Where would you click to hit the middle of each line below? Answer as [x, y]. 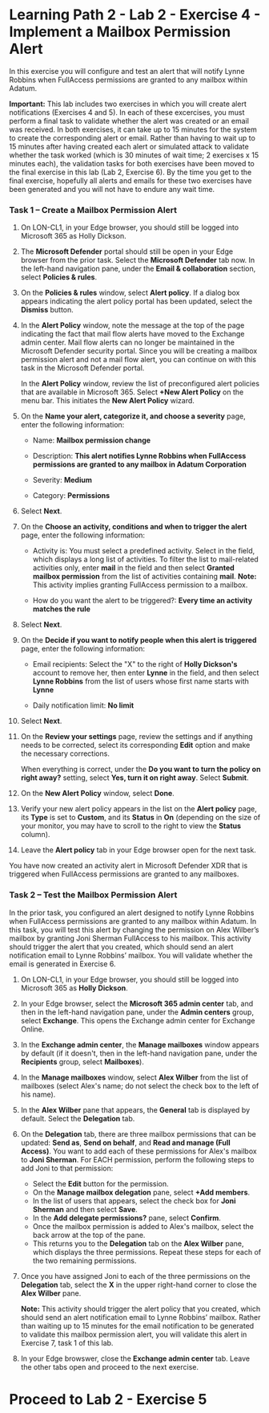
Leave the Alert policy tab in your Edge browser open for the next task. [139, 850]
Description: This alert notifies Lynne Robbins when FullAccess [139, 456]
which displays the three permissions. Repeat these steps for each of [147, 1252]
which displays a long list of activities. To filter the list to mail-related [145, 559]
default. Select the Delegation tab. [78, 1118]
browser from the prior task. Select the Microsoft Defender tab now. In [138, 260]
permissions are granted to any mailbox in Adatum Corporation [140, 464]
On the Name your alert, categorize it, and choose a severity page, [133, 416]
